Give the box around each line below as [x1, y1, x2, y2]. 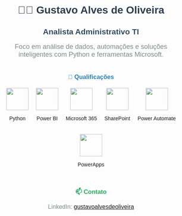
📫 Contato [75, 187, 107, 195]
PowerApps [77, 161, 105, 168]
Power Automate [137, 115, 177, 121]
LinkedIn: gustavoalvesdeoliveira [48, 203, 134, 210]
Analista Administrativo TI [42, 27, 140, 36]
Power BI [36, 115, 58, 121]
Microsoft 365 [65, 115, 98, 121]
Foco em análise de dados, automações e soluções [14, 42, 168, 51]
